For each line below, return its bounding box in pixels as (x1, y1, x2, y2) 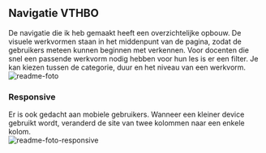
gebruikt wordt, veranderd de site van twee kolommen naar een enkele (8, 118, 245, 128)
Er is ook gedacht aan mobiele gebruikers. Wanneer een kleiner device (8, 109, 245, 120)
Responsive (8, 91, 56, 102)
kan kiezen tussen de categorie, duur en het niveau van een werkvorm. (8, 62, 246, 72)
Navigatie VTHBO (8, 6, 99, 20)
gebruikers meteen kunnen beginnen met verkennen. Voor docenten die (8, 45, 250, 55)
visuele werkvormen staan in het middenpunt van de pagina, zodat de (8, 36, 242, 46)
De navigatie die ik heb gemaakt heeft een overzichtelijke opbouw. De (8, 28, 242, 37)
